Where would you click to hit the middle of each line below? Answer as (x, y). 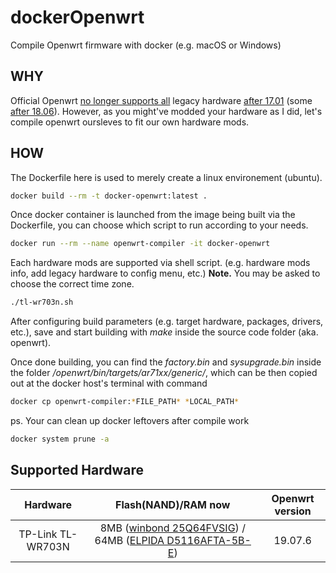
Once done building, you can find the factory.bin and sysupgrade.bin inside (166, 362)
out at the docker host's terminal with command (109, 383)
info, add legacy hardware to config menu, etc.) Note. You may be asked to (165, 273)
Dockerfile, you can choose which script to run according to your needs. (159, 225)
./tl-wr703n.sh (42, 302)
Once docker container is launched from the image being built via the (153, 215)
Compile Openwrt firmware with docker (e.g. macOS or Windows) (146, 45)
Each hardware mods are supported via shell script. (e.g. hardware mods (160, 263)
